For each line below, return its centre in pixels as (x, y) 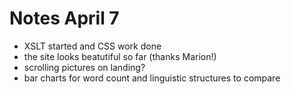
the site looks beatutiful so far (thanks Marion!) (120, 56)
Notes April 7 (64, 18)
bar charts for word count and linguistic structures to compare (152, 78)
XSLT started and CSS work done (92, 46)
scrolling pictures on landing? (84, 67)
